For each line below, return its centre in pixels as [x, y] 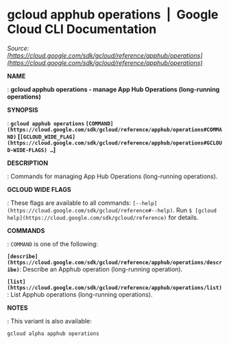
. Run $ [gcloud [195, 210]
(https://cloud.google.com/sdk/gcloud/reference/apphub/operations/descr [115, 262]
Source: [18, 48]
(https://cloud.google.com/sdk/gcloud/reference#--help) [90, 210]
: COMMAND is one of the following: [52, 244]
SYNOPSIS [23, 110]
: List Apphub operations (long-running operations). [80, 294]
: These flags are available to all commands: [69, 203]
